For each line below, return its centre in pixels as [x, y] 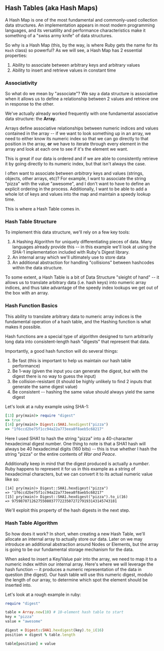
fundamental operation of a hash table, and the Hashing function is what [78, 321]
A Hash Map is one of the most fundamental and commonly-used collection [81, 20]
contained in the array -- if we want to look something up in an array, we [78, 133]
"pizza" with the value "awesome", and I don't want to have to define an [78, 184]
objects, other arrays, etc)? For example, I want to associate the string [76, 179]
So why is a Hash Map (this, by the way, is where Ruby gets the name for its [82, 45]
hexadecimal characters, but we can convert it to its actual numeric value [79, 474]
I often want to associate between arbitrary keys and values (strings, [74, 173]
